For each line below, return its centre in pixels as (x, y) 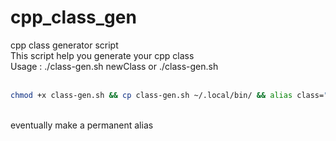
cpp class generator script (64, 45)
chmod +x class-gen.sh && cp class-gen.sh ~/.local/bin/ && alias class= (167, 95)
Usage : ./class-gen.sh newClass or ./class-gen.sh (114, 66)
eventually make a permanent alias (82, 125)
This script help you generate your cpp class (102, 55)
